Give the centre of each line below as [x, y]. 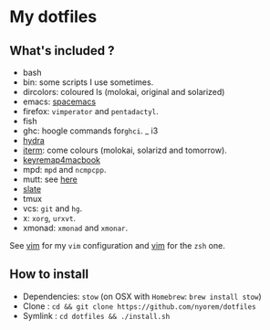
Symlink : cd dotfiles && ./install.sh [96, 315]
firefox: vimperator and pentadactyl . [91, 111]
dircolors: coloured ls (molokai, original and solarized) [124, 92]
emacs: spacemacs [59, 101]
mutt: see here [50, 179]
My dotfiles [53, 17]
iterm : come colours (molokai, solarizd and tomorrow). [125, 150]
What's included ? [62, 51]
